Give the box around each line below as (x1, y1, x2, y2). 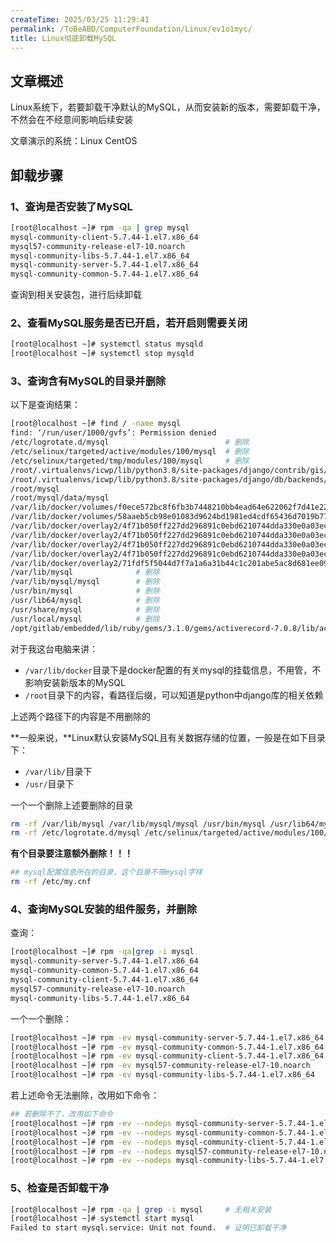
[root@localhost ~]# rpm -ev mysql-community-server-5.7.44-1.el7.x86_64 (10, 1032, 325, 1043)
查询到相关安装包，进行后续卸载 (10, 289, 142, 301)
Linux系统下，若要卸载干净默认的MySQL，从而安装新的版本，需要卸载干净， (10, 101, 326, 113)
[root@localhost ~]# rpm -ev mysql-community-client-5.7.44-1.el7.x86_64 (10, 1051, 325, 1061)
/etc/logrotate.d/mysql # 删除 (10, 437, 250, 448)
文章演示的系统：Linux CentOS (10, 135, 138, 147)
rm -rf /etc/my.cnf (10, 877, 92, 887)
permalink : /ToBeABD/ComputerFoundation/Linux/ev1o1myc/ (10, 24, 253, 34)
